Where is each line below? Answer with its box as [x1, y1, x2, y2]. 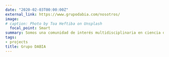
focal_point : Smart [10, 26, 51, 31]
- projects [5, 40, 28, 45]
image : [5, 16, 19, 21]
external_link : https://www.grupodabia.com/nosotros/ [5, 12, 121, 17]
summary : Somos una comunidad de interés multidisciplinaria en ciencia [5, 30, 161, 35]
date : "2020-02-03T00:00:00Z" [5, 7, 69, 12]
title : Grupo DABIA [5, 44, 46, 49]
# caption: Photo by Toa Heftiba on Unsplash [5, 21, 102, 26]
